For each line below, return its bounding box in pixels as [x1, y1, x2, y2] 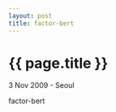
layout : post [8, 11, 53, 20]
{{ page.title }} [8, 54, 109, 73]
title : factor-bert [8, 19, 75, 27]
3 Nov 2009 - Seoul [8, 81, 75, 90]
